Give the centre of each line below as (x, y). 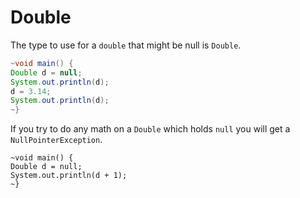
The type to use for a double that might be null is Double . (126, 45)
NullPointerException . (56, 140)
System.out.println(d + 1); (69, 176)
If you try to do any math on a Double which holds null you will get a (150, 129)
